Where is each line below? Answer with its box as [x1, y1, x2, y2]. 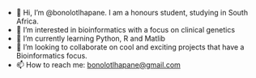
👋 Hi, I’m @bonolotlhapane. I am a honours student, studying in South [15, 8, 249, 17]
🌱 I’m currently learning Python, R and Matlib [15, 33, 166, 43]
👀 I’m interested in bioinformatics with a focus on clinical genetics [15, 25, 236, 34]
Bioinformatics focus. [15, 51, 87, 60]
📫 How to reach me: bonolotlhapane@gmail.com [15, 60, 181, 69]
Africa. [15, 16, 39, 26]
